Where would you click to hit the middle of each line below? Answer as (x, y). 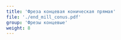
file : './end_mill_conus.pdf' (44, 17)
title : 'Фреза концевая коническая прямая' (61, 11)
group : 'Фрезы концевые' (37, 22)
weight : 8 (18, 28)
